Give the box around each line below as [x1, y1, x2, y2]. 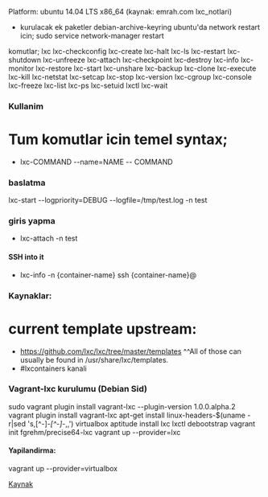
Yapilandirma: [8, 446, 56, 455]
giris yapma [8, 216, 56, 227]
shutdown [8, 55, 42, 64]
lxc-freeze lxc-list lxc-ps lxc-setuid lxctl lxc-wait [8, 80, 168, 90]
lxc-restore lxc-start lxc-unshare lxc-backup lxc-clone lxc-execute [35, 64, 257, 73]
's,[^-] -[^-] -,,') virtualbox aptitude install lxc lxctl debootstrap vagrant [27, 418, 256, 429]
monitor [8, 64, 35, 73]
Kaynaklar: [8, 290, 52, 301]
